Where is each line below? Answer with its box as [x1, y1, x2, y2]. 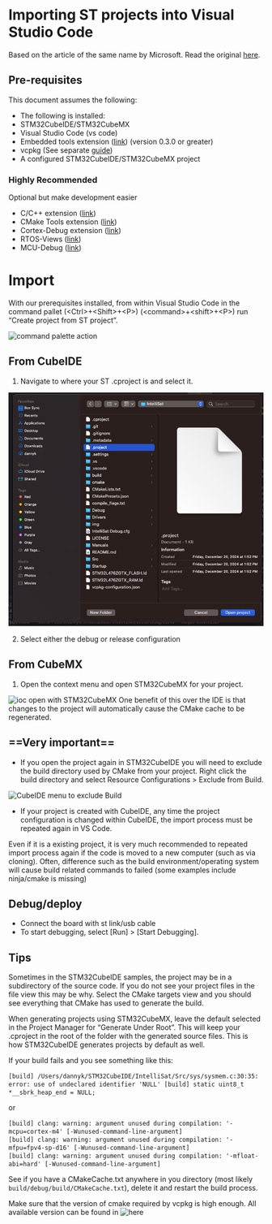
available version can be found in [8, 1208, 119, 1218]
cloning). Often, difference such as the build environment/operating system [8, 856, 259, 866]
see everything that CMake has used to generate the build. [8, 998, 204, 1008]
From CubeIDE [8, 355, 83, 369]
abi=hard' [8, 1160, 42, 1169]
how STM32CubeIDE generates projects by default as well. [8, 1040, 206, 1049]
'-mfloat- [225, 1152, 259, 1161]
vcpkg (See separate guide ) [19, 145, 113, 155]
